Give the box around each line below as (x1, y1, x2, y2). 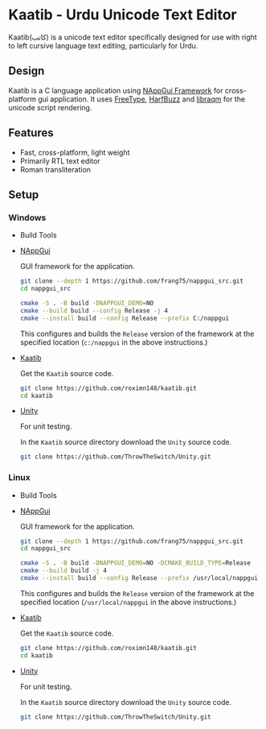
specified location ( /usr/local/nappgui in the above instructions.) (19, 597, 237, 607)
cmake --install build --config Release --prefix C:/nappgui (19, 314, 230, 322)
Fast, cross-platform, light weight (19, 147, 130, 157)
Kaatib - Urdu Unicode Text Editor (8, 6, 237, 24)
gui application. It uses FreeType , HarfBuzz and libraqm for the (37, 94, 246, 104)
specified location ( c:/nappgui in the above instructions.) (19, 337, 208, 347)
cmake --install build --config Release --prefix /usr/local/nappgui (19, 574, 259, 582)
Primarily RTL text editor (19, 155, 100, 166)
